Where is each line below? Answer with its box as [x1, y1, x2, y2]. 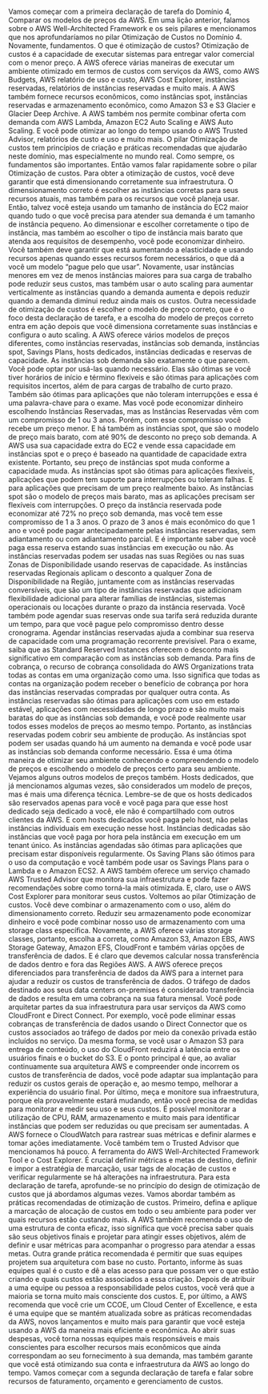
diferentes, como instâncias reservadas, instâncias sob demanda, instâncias [8, 339, 260, 347]
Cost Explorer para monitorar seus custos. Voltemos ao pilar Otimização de [8, 892, 256, 901]
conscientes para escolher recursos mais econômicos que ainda [8, 1343, 222, 1352]
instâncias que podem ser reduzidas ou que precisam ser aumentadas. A [8, 1121, 250, 1131]
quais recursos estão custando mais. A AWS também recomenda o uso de [8, 1215, 254, 1224]
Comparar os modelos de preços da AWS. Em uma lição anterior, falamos [8, 15, 250, 25]
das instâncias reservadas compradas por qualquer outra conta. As [8, 688, 230, 697]
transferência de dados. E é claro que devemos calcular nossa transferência [8, 951, 260, 960]
